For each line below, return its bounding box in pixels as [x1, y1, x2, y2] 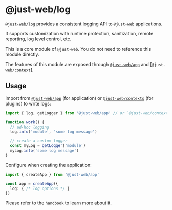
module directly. [5, 51, 39, 57]
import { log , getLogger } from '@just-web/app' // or [5, 110, 125, 116]
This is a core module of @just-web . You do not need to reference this [5, 46, 152, 52]
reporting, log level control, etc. [5, 36, 72, 42]
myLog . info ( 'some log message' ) [10, 148, 79, 153]
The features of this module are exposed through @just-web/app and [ [5, 61, 152, 67]
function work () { [5, 119, 45, 125]
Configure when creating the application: [5, 162, 92, 168]
